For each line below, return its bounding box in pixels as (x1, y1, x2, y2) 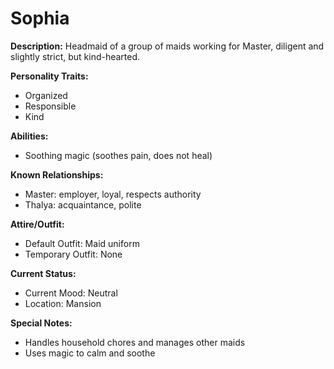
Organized (24, 89, 68, 101)
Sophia (10, 7, 70, 30)
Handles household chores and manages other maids (24, 336, 246, 348)
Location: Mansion (24, 297, 102, 309)
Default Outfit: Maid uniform (24, 237, 140, 249)
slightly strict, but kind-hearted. (10, 50, 141, 62)
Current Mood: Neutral (24, 287, 118, 299)
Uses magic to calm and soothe (24, 347, 156, 359)
